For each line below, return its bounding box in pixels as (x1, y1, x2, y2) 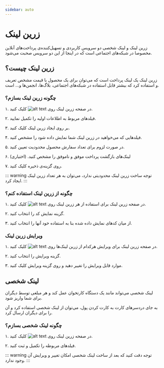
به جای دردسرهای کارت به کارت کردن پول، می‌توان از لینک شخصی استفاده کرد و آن (5, 305, 158, 311)
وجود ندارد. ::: (5, 357, 30, 364)
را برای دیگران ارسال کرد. (5, 310, 53, 316)
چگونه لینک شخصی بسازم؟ (5, 322, 62, 329)
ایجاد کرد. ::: (5, 177, 27, 183)
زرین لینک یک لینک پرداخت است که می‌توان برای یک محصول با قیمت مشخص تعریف (5, 77, 158, 83)
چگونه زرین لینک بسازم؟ (5, 94, 56, 101)
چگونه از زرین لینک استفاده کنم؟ (5, 190, 73, 197)
